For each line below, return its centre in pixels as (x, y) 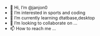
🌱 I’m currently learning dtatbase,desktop (52, 18)
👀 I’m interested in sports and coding (48, 13)
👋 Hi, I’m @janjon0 (29, 8)
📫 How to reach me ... (33, 28)
